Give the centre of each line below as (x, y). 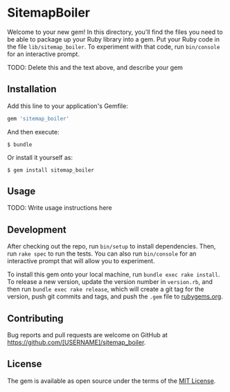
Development (37, 230)
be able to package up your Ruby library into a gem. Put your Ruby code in (114, 39)
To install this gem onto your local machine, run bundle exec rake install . (114, 274)
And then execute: (33, 132)
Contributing (35, 318)
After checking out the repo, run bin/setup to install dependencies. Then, (112, 247)
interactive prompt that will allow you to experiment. (81, 261)
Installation (32, 89)
